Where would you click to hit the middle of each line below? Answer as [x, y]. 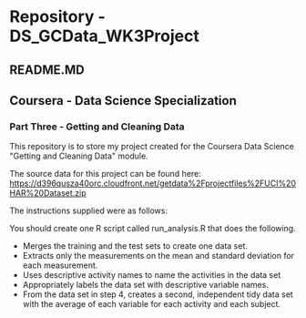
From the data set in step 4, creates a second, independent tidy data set [158, 294]
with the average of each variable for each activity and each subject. [151, 304]
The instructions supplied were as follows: [89, 210]
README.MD [47, 70]
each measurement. [60, 265]
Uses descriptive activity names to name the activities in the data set [152, 275]
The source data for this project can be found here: [106, 174]
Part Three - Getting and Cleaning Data [97, 127]
